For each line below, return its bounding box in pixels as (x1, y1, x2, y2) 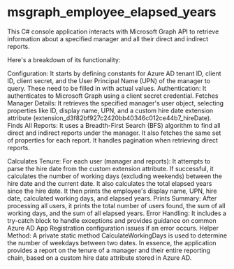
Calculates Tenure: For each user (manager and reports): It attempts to (7, 157, 211, 165)
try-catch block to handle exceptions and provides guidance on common (7, 216, 217, 224)
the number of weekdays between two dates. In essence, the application (7, 238, 217, 247)
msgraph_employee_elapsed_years (7, 4, 217, 20)
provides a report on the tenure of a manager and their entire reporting (7, 246, 211, 254)
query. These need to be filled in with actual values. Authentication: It (7, 84, 207, 92)
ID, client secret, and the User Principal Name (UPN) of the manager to (7, 76, 211, 85)
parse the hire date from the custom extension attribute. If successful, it (7, 164, 214, 173)
